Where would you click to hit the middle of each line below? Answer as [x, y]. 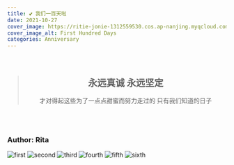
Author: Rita [28, 139]
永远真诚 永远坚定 [126, 83]
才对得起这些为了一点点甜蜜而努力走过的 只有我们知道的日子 [126, 101]
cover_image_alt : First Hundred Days [62, 33]
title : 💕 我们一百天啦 [37, 14]
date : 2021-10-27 [32, 20]
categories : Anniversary [43, 40]
